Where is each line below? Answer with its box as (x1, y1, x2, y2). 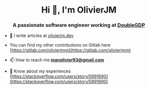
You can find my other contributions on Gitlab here (9, 42, 111, 48)
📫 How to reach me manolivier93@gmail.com (9, 57, 105, 63)
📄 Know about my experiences (9, 68, 71, 74)
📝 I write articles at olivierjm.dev (9, 33, 74, 38)
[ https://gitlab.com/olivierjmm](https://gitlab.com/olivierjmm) (9, 47, 131, 53)
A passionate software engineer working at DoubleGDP (13, 22, 145, 29)
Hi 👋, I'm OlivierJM (41, 4, 117, 16)
